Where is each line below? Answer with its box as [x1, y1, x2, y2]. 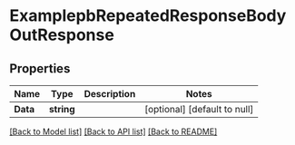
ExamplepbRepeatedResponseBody [9, 5, 287, 26]
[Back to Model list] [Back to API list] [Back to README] [9, 126, 218, 137]
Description [84, 88, 136, 100]
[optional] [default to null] [143, 103, 254, 115]
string [48, 103, 75, 115]
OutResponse [9, 24, 115, 45]
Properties [9, 61, 71, 76]
